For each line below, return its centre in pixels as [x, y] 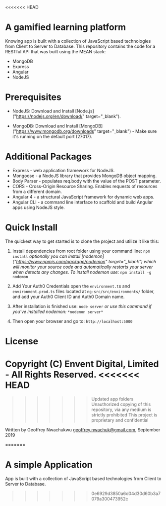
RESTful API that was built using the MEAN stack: [55, 51]
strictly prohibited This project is [124, 414]
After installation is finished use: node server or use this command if [82, 306]
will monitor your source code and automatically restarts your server [83, 267]
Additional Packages [49, 157]
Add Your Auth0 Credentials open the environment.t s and [71, 286]
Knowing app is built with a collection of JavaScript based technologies [78, 41]
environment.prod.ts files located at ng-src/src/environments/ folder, [83, 291]
